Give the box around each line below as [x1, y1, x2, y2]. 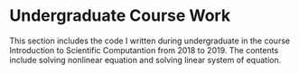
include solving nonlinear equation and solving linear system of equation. [9, 54, 282, 65]
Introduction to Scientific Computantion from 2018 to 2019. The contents [9, 44, 279, 55]
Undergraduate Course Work [9, 5, 231, 26]
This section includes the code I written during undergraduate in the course [9, 35, 291, 46]
